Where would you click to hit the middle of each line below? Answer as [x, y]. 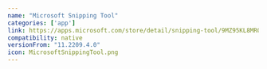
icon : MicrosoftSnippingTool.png [63, 52]
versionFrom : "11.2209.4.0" [54, 45]
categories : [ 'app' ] [42, 23]
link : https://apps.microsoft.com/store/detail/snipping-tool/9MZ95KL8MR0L [136, 30]
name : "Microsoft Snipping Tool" [63, 15]
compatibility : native [45, 38]
